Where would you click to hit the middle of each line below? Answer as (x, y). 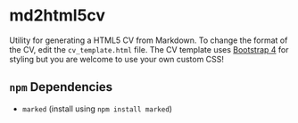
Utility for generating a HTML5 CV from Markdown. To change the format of (149, 40)
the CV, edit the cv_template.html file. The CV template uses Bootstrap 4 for (149, 49)
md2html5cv (57, 16)
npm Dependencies (61, 87)
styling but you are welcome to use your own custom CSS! (117, 59)
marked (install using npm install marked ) (97, 109)
